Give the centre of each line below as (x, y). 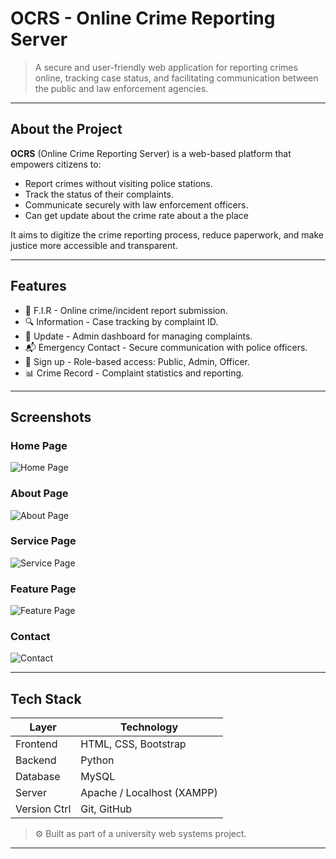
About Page (39, 494)
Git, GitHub (106, 809)
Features (38, 286)
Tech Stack (46, 698)
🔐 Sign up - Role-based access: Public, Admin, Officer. (137, 361)
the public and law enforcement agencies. (121, 88)
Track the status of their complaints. (99, 194)
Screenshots (51, 417)
